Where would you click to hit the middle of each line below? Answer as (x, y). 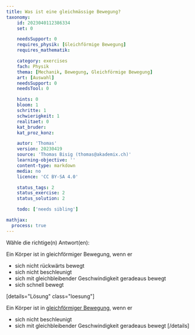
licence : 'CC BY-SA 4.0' (48, 176)
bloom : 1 (28, 105)
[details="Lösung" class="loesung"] (51, 296)
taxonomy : (18, 17)
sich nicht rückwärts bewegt (50, 265)
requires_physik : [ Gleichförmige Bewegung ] (72, 45)
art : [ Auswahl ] (36, 77)
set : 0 (25, 28)
